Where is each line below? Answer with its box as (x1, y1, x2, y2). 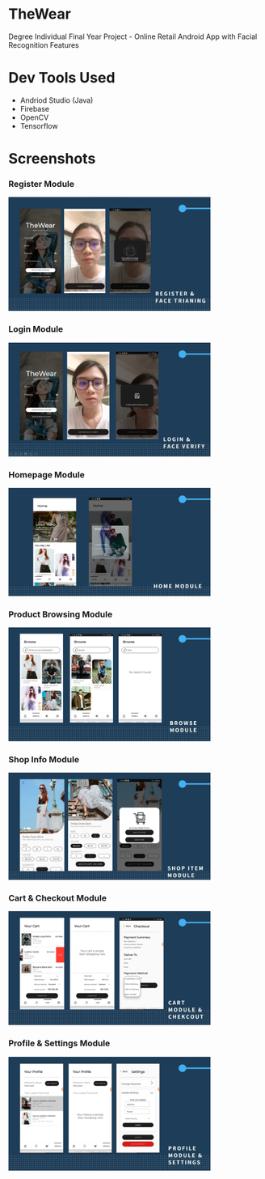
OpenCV (19, 112, 49, 122)
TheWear (8, 5, 71, 23)
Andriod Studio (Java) (19, 95, 94, 105)
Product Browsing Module (8, 609, 113, 620)
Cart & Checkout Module (8, 892, 107, 903)
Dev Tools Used (8, 69, 116, 87)
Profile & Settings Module (8, 1037, 111, 1049)
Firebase (19, 104, 50, 113)
